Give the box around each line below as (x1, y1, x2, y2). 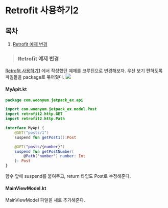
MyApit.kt (5, 86, 27, 92)
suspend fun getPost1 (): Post (14, 135, 77, 140)
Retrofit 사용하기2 (5, 5, 79, 16)
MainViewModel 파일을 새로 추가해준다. (5, 197, 85, 203)
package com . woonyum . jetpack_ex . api (5, 98, 83, 103)
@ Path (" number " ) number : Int (23, 154, 86, 159)
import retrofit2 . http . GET (5, 111, 63, 117)
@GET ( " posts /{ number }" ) (14, 144, 65, 149)
